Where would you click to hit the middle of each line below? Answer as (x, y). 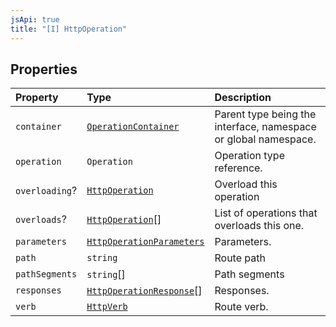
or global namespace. (265, 139)
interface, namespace (265, 127)
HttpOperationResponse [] (144, 291)
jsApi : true (35, 19)
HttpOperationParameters (145, 242)
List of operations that (266, 213)
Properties (44, 69)
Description (243, 98)
